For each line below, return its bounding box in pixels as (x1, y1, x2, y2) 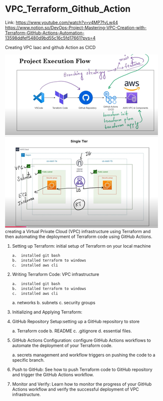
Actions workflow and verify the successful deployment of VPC (12, 386, 139, 392)
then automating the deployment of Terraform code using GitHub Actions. (5, 234, 153, 239)
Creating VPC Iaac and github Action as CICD (5, 44, 96, 50)
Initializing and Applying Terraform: (12, 309, 82, 315)
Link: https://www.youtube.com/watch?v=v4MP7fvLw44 (5, 19, 118, 25)
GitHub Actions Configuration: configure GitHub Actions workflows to (12, 337, 151, 343)
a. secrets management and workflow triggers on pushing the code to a (12, 352, 156, 358)
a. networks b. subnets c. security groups (12, 299, 96, 305)
